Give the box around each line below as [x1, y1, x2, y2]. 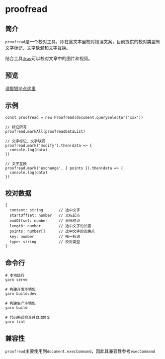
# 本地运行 [5, 273, 25, 278]
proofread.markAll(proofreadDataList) [5, 129, 85, 134]
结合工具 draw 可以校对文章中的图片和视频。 [5, 56, 93, 61]
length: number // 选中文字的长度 [9, 224, 91, 229]
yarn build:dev [5, 291, 37, 296]
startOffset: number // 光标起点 [9, 213, 81, 218]
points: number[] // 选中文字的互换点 [9, 229, 95, 234]
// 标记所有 [5, 124, 27, 130]
